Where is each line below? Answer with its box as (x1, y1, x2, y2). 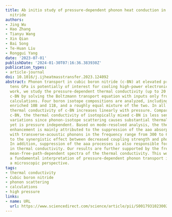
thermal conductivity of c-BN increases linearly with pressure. (10, 108, 153, 113)
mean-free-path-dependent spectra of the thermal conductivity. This (10, 151, 161, 156)
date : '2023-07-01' (5, 55, 47, 61)
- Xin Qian (5, 37, 29, 42)
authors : (5, 17, 24, 22)
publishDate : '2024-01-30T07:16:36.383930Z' (5, 60, 102, 65)
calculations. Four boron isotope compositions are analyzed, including (10, 98, 168, 103)
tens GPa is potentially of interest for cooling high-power (10, 84, 143, 89)
